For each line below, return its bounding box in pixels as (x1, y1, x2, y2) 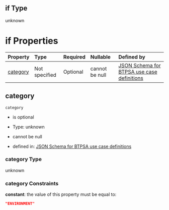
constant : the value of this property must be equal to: (5, 191, 117, 197)
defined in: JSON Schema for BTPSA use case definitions (12, 143, 132, 149)
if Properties (5, 35, 58, 46)
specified (34, 71, 57, 78)
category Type (5, 156, 42, 163)
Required (63, 53, 86, 60)
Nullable (90, 53, 111, 60)
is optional (12, 114, 34, 120)
